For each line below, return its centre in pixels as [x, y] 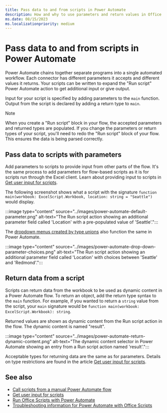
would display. [20, 202]
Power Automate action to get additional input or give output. [68, 89]
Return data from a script [45, 278]
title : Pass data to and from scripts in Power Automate [66, 10]
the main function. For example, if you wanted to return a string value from [82, 301]
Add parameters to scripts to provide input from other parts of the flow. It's [82, 167]
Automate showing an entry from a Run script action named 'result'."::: [77, 347]
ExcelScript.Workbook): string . [38, 311]
